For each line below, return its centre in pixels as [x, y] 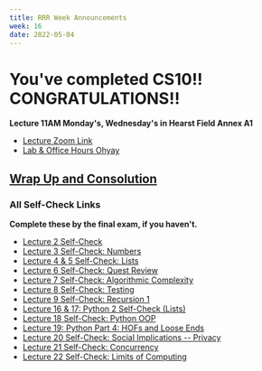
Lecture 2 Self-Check [62, 241]
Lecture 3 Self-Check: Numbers [82, 251]
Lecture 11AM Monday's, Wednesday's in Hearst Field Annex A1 [131, 124]
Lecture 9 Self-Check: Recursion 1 [86, 299]
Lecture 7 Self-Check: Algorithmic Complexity [108, 280]
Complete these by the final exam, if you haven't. [103, 224]
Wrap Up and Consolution [84, 178]
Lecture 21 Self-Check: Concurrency [90, 347]
